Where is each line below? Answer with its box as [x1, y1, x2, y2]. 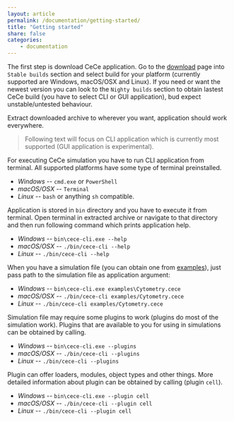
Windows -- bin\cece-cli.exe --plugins [17, 342, 136, 350]
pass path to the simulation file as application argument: [7, 271, 171, 279]
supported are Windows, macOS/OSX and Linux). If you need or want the [7, 78, 221, 85]
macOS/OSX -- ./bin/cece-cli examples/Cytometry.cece [17, 292, 185, 300]
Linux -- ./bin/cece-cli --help [17, 250, 110, 258]
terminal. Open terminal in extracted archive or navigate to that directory [7, 213, 218, 222]
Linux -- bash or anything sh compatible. [17, 192, 134, 200]
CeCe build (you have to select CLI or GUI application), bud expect [7, 92, 201, 101]
